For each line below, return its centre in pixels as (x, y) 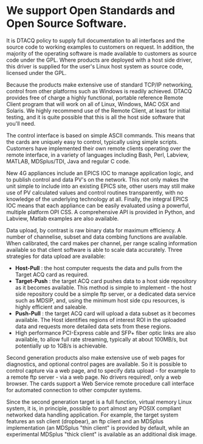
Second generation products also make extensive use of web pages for (96, 357)
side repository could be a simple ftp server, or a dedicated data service (105, 294)
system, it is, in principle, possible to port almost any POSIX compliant (94, 408)
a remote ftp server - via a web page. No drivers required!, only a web (94, 377)
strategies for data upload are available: (56, 256)
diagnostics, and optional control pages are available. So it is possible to (97, 364)
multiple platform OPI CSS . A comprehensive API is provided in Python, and (101, 212)
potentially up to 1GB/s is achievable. (61, 346)
